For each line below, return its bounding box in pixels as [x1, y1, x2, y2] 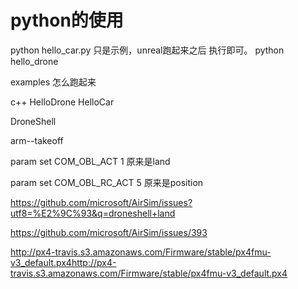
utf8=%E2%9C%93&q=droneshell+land [10, 207, 176, 219]
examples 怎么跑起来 [10, 76, 97, 88]
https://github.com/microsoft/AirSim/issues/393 [10, 226, 208, 238]
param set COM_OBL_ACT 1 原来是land [10, 155, 171, 167]
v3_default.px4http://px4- [10, 256, 117, 268]
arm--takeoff [10, 134, 64, 146]
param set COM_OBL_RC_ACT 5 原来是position [10, 176, 204, 188]
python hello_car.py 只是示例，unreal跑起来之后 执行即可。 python [10, 44, 285, 56]
